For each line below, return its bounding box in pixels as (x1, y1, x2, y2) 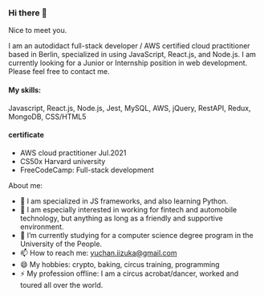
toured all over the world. (19, 280, 104, 290)
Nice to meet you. (8, 26, 67, 35)
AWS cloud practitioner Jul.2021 (19, 148, 127, 158)
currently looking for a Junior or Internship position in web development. (8, 58, 248, 68)
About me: (8, 180, 43, 190)
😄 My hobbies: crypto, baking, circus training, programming (19, 259, 220, 269)
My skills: (8, 84, 42, 95)
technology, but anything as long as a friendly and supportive (19, 213, 223, 223)
